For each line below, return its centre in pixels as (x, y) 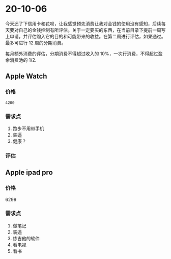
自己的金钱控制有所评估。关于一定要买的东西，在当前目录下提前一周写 (92, 30)
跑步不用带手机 (28, 128)
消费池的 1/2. (23, 60)
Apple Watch (26, 76)
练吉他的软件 (26, 238)
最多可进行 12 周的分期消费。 (36, 43)
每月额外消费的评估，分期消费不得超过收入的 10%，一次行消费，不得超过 (82, 54)
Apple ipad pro (29, 173)
